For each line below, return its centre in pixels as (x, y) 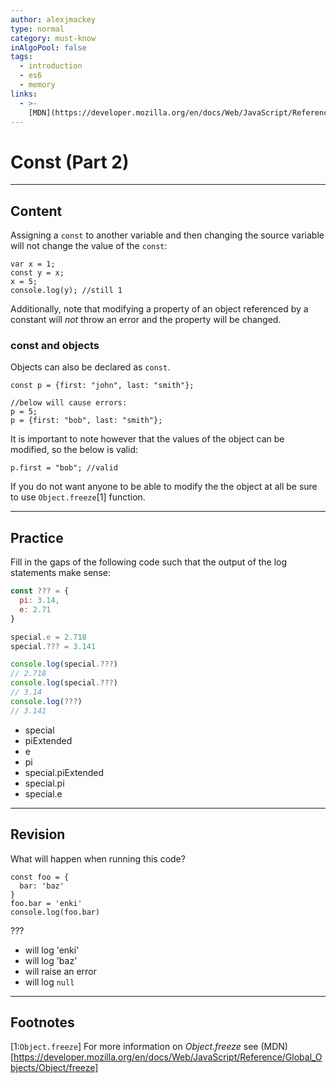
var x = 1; (33, 264)
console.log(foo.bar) (55, 912)
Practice (37, 537)
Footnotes (42, 1022)
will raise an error (60, 971)
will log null (49, 982)
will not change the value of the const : (89, 246)
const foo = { (40, 877)
